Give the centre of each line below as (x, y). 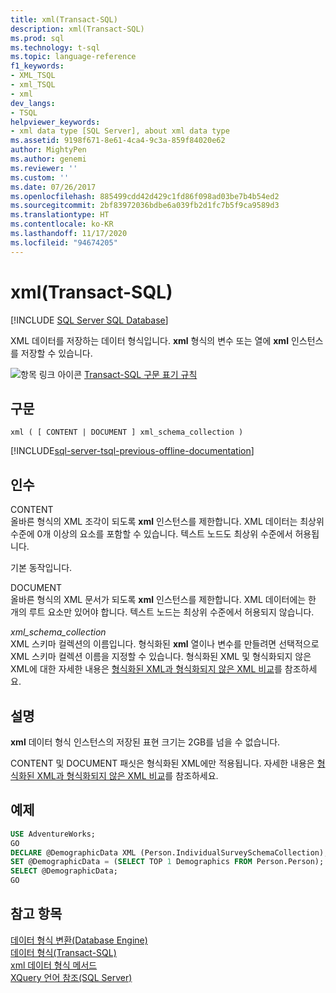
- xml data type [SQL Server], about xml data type (120, 131)
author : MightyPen (48, 150)
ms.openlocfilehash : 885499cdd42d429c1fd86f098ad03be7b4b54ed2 (145, 196)
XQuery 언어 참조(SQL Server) (71, 977)
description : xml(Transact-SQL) (77, 29)
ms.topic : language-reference (73, 57)
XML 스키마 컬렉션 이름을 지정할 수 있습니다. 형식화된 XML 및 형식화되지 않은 (161, 657)
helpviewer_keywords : (55, 122)
